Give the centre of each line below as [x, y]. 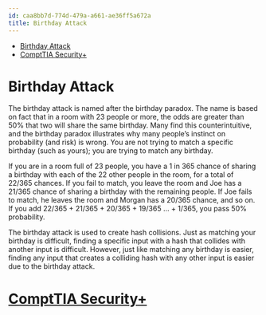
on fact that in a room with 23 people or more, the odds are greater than [126, 117]
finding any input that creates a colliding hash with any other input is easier [131, 258]
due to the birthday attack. [52, 266]
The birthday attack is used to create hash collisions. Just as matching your [132, 233]
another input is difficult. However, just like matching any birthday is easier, [131, 250]
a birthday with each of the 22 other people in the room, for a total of [121, 175]
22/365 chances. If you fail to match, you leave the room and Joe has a [125, 183]
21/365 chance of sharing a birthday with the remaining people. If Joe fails [130, 191]
